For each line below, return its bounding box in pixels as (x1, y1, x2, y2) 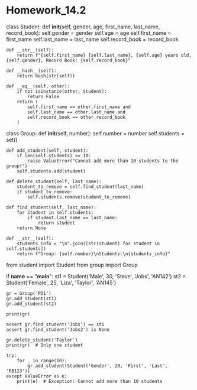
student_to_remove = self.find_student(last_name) (17, 184, 144, 190)
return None (17, 225, 46, 231)
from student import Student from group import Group (6, 261, 138, 268)
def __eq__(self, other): (6, 83, 70, 89)
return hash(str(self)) (17, 73, 76, 79)
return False (27, 93, 60, 99)
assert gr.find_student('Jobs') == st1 (6, 321, 105, 327)
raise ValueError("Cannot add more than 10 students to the (27, 158, 179, 164)
